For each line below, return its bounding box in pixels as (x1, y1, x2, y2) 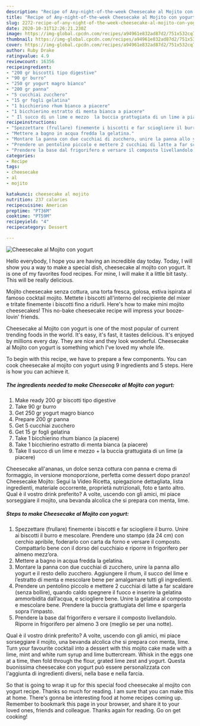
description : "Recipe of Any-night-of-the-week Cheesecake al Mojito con (6, 8, 193, 15)
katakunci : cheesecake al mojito (6, 191, 89, 197)
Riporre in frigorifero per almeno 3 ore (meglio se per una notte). (14, 620, 173, 627)
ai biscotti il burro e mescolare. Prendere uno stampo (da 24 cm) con (14, 531, 185, 539)
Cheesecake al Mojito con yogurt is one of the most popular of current (6, 325, 179, 332)
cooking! (6, 713, 28, 720)
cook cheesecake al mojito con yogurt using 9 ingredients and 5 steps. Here (6, 362, 193, 369)
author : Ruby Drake (6, 48, 55, 54)
